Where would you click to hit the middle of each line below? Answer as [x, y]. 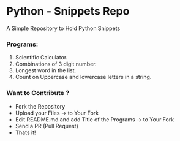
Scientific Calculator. [41, 58]
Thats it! [25, 132]
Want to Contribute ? [38, 93]
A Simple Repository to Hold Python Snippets [63, 28]
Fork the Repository [40, 106]
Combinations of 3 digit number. [56, 64]
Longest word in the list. [46, 70]
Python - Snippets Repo [68, 11]
